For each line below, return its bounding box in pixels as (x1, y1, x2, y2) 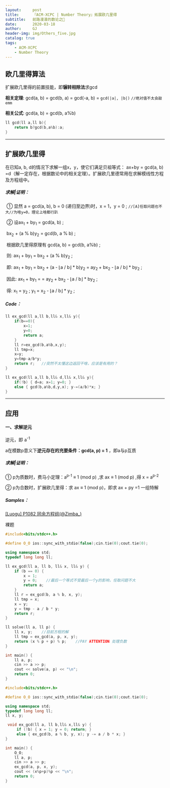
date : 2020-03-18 (5, 21, 56, 27)
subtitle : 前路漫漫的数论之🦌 (5, 17, 65, 22)
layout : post (5, 7, 42, 13)
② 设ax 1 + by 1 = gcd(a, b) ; (6, 219, 64, 226)
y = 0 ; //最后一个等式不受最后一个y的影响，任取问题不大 (23, 578, 136, 583)
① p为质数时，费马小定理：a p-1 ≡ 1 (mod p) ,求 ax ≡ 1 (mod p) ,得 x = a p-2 (5, 473, 159, 480)
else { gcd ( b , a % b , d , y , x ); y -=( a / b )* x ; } (14, 384, 101, 389)
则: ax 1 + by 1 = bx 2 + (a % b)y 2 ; (6, 253, 73, 260)
